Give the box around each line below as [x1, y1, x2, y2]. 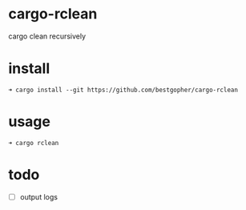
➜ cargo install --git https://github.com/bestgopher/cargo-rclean [8, 86, 239, 94]
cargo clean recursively [8, 31, 87, 41]
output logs [19, 192, 58, 201]
